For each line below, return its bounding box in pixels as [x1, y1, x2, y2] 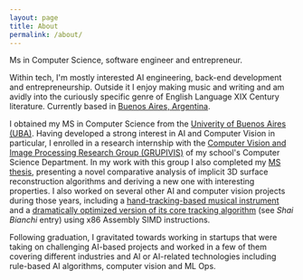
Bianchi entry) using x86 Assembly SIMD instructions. [9, 214, 211, 226]
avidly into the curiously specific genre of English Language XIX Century [9, 91, 280, 102]
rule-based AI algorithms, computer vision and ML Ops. [9, 261, 216, 272]
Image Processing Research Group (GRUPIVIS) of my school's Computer [9, 147, 280, 158]
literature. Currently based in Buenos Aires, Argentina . [9, 101, 211, 112]
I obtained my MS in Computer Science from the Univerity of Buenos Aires [9, 118, 287, 129]
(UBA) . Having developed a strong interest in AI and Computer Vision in [9, 128, 276, 139]
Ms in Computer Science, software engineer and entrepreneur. [9, 55, 242, 66]
